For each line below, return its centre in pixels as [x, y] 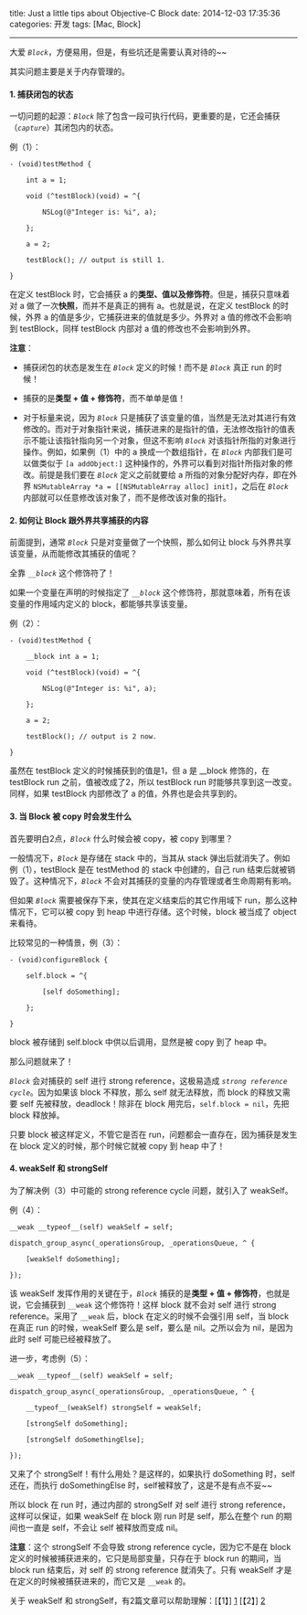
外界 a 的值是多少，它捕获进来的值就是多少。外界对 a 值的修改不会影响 [159, 317]
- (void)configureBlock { [58, 960]
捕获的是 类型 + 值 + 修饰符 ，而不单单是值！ [104, 398]
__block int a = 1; [63, 657]
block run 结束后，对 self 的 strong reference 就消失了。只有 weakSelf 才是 [151, 1569]
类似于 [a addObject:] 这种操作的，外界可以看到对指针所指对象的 [162, 463]
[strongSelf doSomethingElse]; [85, 1440]
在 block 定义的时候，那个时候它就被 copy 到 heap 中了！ [117, 1145]
